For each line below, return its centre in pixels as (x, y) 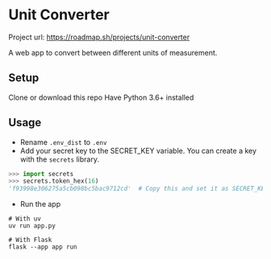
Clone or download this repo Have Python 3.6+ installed (101, 97)
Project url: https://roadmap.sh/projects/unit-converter (99, 37)
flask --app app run (43, 247)
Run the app (40, 204)
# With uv (25, 219)
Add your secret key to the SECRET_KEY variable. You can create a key (138, 150)
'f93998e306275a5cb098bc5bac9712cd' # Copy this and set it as (119, 189)
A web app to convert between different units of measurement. (113, 52)
